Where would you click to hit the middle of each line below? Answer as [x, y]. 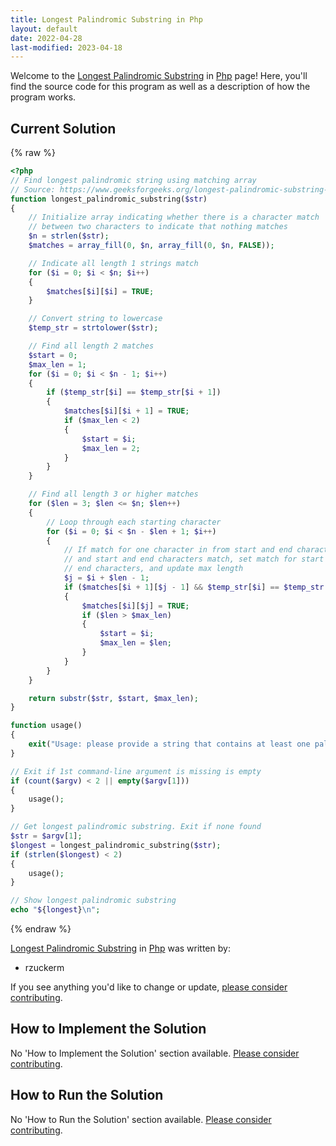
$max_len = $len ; [135, 643]
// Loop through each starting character [134, 522]
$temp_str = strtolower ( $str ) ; [93, 328]
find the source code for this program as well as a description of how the [160, 87]
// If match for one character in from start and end [178, 550]
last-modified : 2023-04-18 [66, 47]
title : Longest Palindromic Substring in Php [106, 19]
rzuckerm [44, 968]
